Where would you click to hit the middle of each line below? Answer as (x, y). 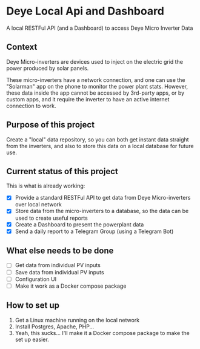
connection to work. (31, 106)
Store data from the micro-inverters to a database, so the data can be (102, 211)
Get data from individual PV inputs (58, 265)
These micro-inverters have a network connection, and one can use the (96, 80)
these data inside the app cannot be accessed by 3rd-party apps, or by (95, 93)
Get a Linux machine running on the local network (77, 320)
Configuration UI (35, 279)
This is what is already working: (46, 186)
